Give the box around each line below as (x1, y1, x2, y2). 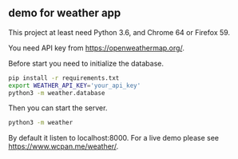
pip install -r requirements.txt (8, 74, 120, 82)
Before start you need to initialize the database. (8, 58, 164, 68)
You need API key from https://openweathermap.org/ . (8, 43, 185, 53)
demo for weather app (8, 6, 121, 20)
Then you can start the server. (8, 103, 108, 113)
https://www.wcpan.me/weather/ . (8, 141, 119, 151)
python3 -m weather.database (8, 89, 105, 97)
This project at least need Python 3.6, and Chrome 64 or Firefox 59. (8, 27, 230, 37)
